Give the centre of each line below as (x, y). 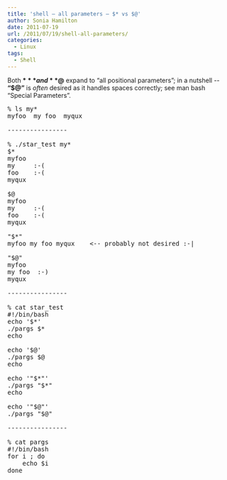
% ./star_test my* (39, 144)
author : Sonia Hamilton (43, 21)
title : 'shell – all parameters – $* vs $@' (74, 14)
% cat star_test (35, 307)
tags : (15, 54)
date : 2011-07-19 (33, 27)
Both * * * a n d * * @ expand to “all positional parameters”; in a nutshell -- (113, 80)
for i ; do (26, 456)
